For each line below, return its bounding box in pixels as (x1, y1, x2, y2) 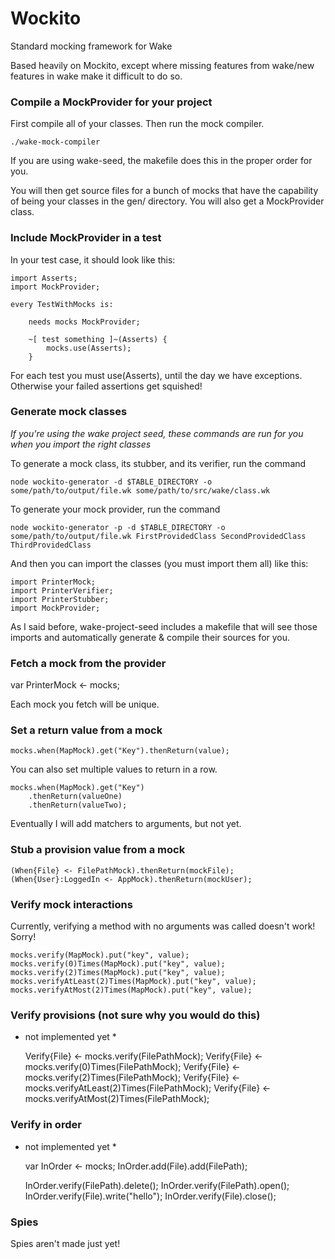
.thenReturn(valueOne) (28, 792, 123, 802)
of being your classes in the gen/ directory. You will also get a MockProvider (10, 195, 325, 207)
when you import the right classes (10, 438, 152, 450)
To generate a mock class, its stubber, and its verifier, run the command (10, 457, 307, 469)
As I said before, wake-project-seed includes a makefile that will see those (10, 620, 318, 632)
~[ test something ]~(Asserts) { (28, 334, 168, 344)
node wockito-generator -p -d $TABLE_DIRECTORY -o (10, 522, 226, 532)
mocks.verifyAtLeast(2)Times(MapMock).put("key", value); (10, 977, 257, 987)
